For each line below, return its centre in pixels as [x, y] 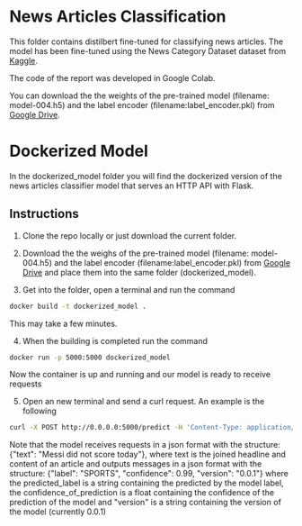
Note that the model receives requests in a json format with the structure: [145, 445]
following [39, 411]
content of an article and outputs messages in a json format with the [136, 464]
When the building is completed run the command [115, 340]
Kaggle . [24, 60]
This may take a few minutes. [63, 323]
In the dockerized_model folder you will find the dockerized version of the [146, 176]
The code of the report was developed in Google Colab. [112, 77]
